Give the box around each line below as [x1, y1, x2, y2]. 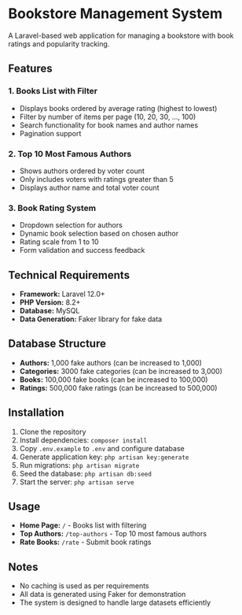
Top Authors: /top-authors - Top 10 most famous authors [19, 529, 207, 539]
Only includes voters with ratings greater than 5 [19, 174, 174, 183]
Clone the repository [19, 427, 86, 436]
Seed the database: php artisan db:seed [19, 469, 152, 478]
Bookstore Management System [8, 5, 223, 23]
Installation [8, 406, 64, 420]
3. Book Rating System [8, 202, 97, 213]
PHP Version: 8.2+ [19, 298, 81, 307]
